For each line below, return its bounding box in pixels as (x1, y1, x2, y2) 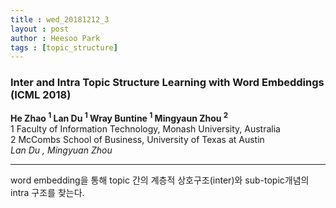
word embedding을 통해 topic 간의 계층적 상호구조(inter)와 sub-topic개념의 (10, 174, 310, 186)
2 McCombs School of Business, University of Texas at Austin (10, 134, 265, 146)
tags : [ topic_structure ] (10, 42, 118, 53)
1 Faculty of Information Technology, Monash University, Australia (10, 123, 281, 135)
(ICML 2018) (10, 88, 72, 102)
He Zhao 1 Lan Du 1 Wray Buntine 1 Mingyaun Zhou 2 (10, 111, 229, 125)
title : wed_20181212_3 (10, 14, 110, 25)
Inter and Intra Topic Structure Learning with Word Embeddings (10, 76, 325, 90)
